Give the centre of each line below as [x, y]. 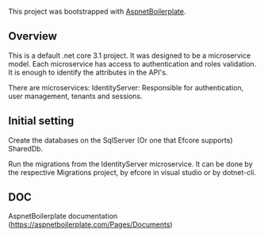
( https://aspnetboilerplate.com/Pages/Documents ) [90, 224]
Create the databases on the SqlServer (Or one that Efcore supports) [121, 140]
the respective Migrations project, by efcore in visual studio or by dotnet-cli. [132, 172]
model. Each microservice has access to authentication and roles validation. [132, 63]
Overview [33, 36]
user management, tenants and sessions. [75, 96]
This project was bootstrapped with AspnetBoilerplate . [97, 11]
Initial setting [41, 121]
